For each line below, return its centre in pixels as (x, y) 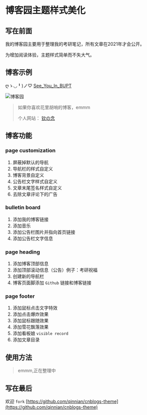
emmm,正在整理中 (37, 371)
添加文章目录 (26, 340)
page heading (23, 252)
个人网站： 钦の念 (36, 118)
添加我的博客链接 (31, 219)
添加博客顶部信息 (31, 264)
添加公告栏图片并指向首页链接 (44, 232)
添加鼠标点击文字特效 (35, 308)
